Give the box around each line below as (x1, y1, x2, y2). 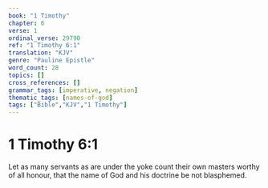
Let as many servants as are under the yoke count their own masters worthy (8, 162, 260, 172)
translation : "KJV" (8, 49, 74, 57)
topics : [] (8, 71, 45, 79)
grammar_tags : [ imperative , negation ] (8, 86, 138, 94)
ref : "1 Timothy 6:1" (8, 42, 81, 50)
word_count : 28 (8, 64, 59, 72)
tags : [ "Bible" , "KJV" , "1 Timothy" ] (8, 101, 128, 109)
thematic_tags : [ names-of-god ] (8, 94, 113, 102)
